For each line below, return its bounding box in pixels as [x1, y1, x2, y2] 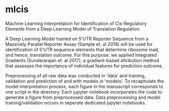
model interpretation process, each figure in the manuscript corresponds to [5, 83, 164, 90]
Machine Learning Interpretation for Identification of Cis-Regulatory [5, 20, 147, 26]
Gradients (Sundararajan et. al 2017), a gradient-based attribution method [5, 57, 159, 63]
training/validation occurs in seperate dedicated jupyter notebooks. [5, 99, 147, 105]
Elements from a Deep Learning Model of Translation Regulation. [5, 25, 141, 32]
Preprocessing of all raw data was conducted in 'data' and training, [5, 72, 146, 78]
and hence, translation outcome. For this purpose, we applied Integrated [5, 52, 157, 58]
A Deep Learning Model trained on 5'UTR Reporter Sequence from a [5, 36, 149, 42]
